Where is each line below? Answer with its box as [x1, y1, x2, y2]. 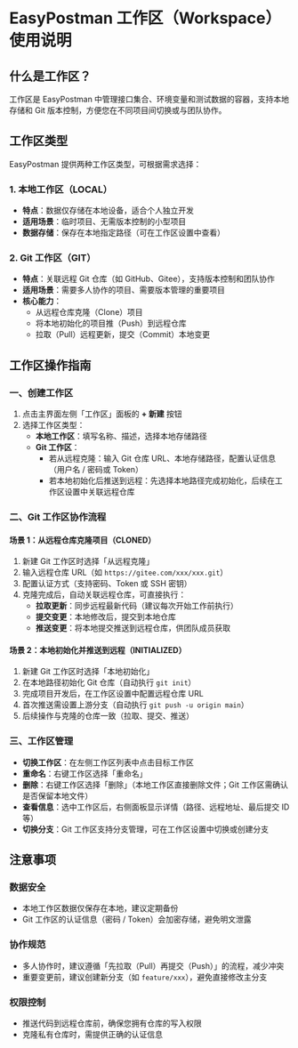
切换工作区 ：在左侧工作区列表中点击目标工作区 [21, 757, 194, 768]
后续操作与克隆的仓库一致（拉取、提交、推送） [21, 711, 194, 722]
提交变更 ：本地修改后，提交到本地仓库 [35, 611, 176, 623]
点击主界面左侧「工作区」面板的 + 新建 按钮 [21, 408, 182, 419]
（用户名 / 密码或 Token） [48, 464, 144, 475]
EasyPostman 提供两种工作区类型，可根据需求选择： [9, 158, 202, 169]
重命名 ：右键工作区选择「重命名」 [21, 768, 148, 778]
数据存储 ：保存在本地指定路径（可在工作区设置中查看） [21, 228, 225, 238]
